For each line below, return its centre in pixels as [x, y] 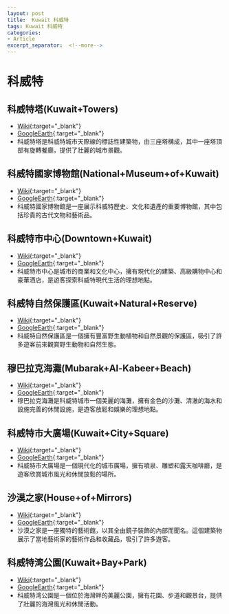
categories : [24, 33]
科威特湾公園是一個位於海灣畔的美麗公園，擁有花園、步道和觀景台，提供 [119, 595]
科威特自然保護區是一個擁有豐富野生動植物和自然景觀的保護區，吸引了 [117, 336]
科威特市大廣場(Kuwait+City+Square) [88, 433]
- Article [21, 39]
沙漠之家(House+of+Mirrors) [70, 498]
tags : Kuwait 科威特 [35, 26]
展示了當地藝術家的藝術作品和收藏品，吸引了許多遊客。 [95, 539]
